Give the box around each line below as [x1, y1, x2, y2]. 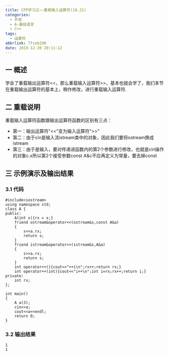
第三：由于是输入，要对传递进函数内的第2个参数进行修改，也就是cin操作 [12, 146, 164, 152]
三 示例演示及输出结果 [5, 169, 74, 177]
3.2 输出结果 [5, 330, 36, 338]
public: [5, 211, 22, 216]
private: [5, 273, 24, 278]
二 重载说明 [5, 103, 41, 111]
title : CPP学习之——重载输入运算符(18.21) [5, 7, 86, 13]
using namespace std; [5, 202, 51, 207]
